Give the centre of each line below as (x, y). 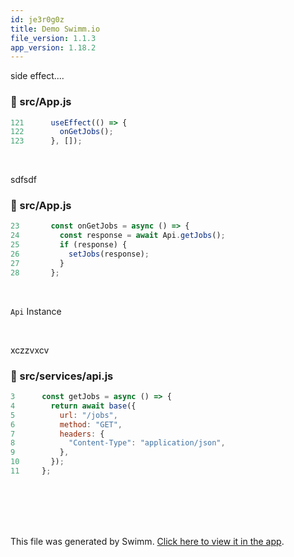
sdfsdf (23, 180)
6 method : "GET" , (66, 424)
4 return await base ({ (73, 406)
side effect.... (37, 76)
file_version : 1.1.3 (53, 38)
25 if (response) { (69, 245)
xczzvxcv (30, 350)
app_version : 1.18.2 (53, 47)
